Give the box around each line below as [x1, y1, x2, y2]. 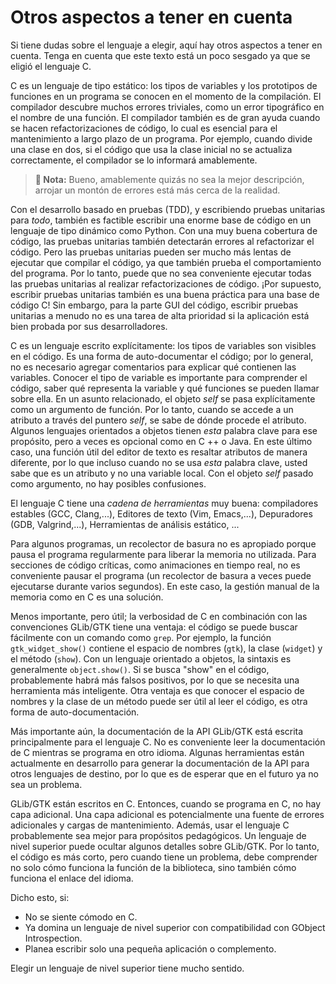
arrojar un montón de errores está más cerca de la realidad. [34, 184, 281, 196]
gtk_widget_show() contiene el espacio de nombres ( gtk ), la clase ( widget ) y [10, 642, 323, 654]
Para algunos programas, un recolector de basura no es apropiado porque [10, 537, 317, 550]
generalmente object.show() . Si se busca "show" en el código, [10, 663, 270, 675]
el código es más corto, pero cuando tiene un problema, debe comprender [10, 851, 318, 863]
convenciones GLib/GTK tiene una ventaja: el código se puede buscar [10, 621, 298, 633]
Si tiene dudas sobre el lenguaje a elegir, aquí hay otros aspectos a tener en [10, 39, 323, 51]
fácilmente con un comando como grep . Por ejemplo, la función [10, 631, 272, 643]
